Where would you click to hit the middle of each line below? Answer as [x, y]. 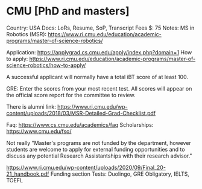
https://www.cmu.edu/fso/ [39, 131]
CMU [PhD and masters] [68, 11]
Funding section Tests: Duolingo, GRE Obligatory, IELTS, [120, 174]
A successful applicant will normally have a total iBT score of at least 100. [97, 77]
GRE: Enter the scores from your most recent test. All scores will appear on [99, 88]
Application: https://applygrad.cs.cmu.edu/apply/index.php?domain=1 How [99, 52]
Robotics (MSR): [27, 34]
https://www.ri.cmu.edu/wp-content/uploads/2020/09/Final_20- [86, 167]
